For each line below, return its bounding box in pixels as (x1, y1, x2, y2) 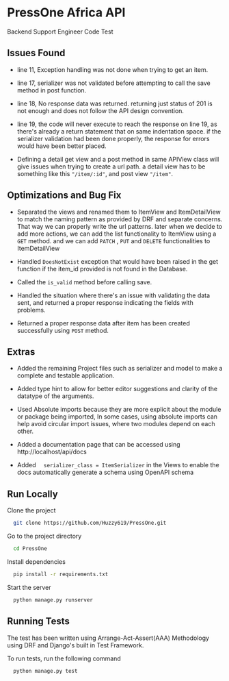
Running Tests (7, 615, 70, 628)
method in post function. (16, 86, 87, 94)
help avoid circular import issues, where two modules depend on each (16, 420, 215, 428)
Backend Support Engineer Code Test (7, 27, 113, 36)
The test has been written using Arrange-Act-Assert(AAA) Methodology (7, 634, 210, 642)
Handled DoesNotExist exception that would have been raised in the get (16, 257, 219, 265)
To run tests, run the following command (7, 654, 121, 663)
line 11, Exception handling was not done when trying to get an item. (16, 65, 208, 73)
